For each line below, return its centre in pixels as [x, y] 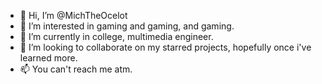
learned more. [48, 58]
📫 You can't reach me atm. [76, 69]
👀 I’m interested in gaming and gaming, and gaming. [127, 26]
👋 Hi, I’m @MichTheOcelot [73, 15]
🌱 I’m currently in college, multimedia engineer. [116, 36]
